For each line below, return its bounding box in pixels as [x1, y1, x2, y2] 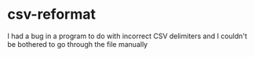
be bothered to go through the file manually [7, 39, 148, 48]
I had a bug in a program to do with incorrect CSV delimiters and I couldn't [7, 31, 248, 41]
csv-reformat [7, 5, 96, 23]
